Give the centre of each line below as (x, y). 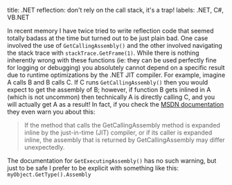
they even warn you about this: (51, 112)
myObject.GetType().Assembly (49, 175)
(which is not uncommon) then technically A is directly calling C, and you (111, 97)
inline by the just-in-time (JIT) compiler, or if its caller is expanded (118, 132)
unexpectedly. (44, 147)
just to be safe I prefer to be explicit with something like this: (93, 168)
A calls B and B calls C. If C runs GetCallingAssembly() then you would (108, 82)
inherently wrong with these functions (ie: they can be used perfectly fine (112, 60)
